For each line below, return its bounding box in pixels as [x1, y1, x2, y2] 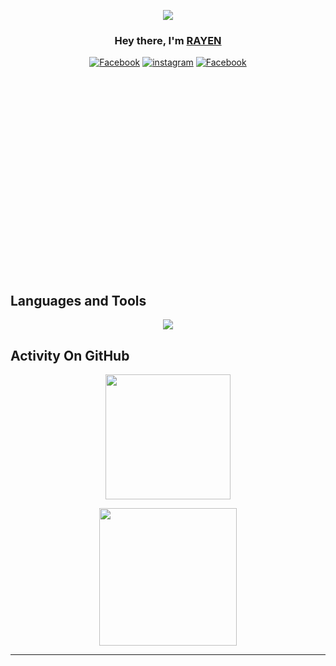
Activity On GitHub [10, 347, 130, 364]
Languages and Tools [10, 292, 147, 309]
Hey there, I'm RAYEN [114, 33, 222, 47]
